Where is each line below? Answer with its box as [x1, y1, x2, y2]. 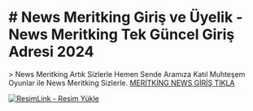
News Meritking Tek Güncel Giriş [8, 25, 235, 44]
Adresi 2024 [8, 43, 94, 61]
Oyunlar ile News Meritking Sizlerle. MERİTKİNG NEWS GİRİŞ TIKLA [8, 78, 235, 88]
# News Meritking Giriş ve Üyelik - [8, 8, 243, 27]
